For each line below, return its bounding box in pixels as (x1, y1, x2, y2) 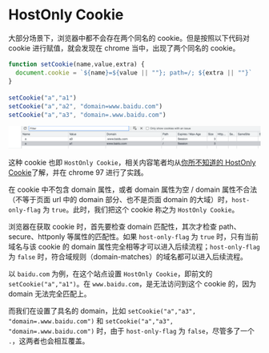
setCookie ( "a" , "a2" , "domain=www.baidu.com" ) (8, 103, 163, 111)
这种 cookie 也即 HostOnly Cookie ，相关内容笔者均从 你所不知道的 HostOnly (8, 158, 256, 168)
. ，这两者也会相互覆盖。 (8, 336, 90, 346)
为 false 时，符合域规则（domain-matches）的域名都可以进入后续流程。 (8, 252, 248, 262)
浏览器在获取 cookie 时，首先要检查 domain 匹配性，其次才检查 (8, 222, 218, 232)
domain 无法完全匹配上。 (8, 289, 91, 298)
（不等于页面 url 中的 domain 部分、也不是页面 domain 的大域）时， (8, 195, 232, 205)
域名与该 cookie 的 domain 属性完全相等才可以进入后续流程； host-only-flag (8, 242, 260, 252)
